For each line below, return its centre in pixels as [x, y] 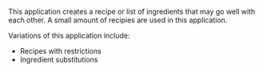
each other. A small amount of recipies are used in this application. [118, 20]
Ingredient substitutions [59, 60]
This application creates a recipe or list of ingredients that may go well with [132, 12]
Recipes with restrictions [60, 51]
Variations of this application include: [69, 36]
